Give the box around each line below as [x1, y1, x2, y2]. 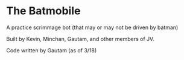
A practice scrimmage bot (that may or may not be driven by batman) [6, 24, 179, 31]
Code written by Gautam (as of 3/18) [6, 46, 97, 54]
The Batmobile [6, 4, 81, 18]
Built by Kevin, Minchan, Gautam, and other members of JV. [6, 35, 155, 42]
